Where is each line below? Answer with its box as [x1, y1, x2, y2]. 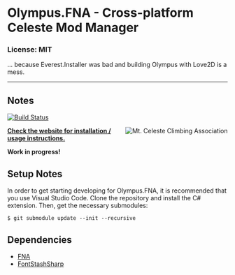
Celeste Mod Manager [7, 20, 138, 36]
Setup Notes [7, 168, 63, 179]
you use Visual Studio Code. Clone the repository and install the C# [7, 194, 201, 202]
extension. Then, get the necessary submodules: [7, 201, 148, 210]
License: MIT [7, 45, 52, 54]
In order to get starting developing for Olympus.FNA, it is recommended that [7, 186, 227, 195]
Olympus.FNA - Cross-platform [7, 5, 194, 21]
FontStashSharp [17, 260, 64, 268]
